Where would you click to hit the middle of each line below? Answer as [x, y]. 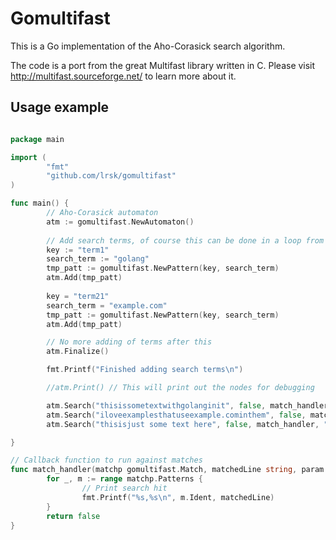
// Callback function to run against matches [106, 460]
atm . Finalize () [78, 352]
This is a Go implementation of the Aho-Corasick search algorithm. [148, 46]
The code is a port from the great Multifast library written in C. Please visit [163, 65]
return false [73, 516]
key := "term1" [78, 250]
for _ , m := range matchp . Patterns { [124, 479]
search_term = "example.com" [107, 305]
